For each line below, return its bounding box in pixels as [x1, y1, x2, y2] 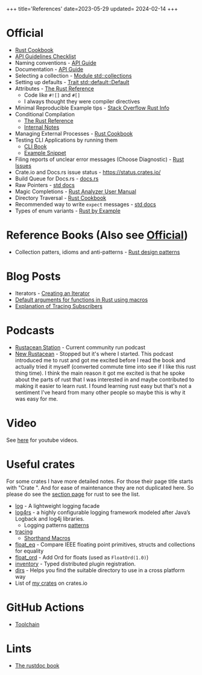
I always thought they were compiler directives [24, 97, 140, 105]
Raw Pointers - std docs [14, 181, 75, 188]
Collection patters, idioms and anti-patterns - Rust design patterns [14, 248, 180, 255]
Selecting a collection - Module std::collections [14, 72, 132, 79]
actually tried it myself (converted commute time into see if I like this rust [14, 363, 196, 370]
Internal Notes [24, 123, 60, 131]
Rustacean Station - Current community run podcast [14, 343, 146, 351]
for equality [14, 547, 44, 555]
